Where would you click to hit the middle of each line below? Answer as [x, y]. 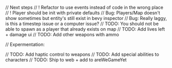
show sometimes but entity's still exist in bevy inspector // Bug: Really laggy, [86, 18]
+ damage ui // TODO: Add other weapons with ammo [62, 35]
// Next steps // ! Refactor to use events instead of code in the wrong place [84, 7]
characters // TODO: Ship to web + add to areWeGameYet [66, 60]
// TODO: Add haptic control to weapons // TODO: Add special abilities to [82, 54]
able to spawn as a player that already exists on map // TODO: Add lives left [85, 29]
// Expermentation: [25, 44]
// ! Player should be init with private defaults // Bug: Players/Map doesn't [83, 13]
